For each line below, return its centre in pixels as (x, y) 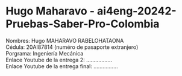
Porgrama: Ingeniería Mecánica (45, 53)
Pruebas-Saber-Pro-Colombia (83, 24)
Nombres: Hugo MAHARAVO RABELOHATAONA (65, 40)
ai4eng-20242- (136, 11)
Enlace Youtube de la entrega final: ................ (62, 66)
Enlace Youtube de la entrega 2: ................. (59, 60)
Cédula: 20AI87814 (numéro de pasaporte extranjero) (72, 47)
